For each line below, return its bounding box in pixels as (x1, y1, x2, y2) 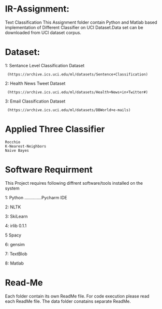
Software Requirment (5, 164, 93, 175)
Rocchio (5, 139, 21, 145)
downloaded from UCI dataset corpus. (5, 29, 81, 35)
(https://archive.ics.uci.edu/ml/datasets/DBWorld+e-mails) (7, 107, 131, 112)
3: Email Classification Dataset (5, 98, 66, 104)
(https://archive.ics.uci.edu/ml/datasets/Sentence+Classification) (7, 72, 148, 77)
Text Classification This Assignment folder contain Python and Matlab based (5, 19, 157, 25)
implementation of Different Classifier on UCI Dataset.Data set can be (5, 24, 144, 30)
